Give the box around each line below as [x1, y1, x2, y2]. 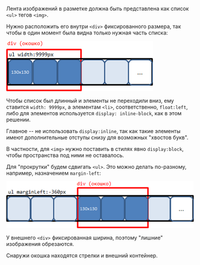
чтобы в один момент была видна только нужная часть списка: [6, 29, 168, 36]
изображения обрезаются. [6, 241, 74, 247]
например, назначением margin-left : [6, 169, 101, 176]
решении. [6, 116, 31, 123]
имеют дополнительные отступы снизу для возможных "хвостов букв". [6, 134, 189, 141]
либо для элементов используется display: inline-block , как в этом [6, 110, 182, 116]
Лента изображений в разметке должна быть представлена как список [6, 5, 189, 12]
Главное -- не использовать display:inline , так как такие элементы [6, 128, 180, 134]
